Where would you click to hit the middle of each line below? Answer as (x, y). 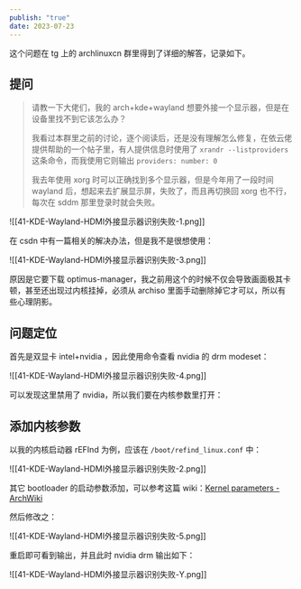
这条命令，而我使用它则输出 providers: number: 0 (124, 161)
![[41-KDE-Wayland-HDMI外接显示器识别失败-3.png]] (108, 260)
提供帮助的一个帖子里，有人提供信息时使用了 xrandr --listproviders (160, 149)
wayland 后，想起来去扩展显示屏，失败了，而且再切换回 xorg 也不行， (161, 192)
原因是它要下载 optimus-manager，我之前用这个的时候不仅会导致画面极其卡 (150, 279)
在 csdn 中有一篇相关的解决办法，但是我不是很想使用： (112, 241)
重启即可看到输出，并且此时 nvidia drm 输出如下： (102, 555)
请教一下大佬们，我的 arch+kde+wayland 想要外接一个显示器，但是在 (160, 108)
